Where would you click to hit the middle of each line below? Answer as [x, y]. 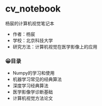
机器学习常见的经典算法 [37, 79]
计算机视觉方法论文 [33, 98]
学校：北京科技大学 [33, 40]
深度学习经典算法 [30, 86]
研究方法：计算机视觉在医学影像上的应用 [55, 46]
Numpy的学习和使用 [33, 73]
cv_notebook [33, 9]
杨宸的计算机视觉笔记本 [30, 23]
